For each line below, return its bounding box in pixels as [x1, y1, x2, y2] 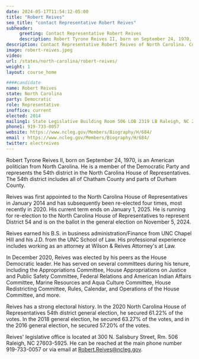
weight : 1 [6, 63, 31, 70]
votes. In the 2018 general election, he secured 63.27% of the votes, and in [6, 315, 190, 322]
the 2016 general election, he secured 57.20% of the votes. [6, 322, 150, 329]
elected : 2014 [6, 113, 41, 119]
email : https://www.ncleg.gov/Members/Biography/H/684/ [6, 135, 150, 141]
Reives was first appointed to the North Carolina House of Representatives [6, 193, 188, 200]
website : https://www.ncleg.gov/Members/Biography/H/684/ [6, 130, 152, 135]
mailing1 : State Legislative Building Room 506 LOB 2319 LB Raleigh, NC [6, 118, 190, 124]
